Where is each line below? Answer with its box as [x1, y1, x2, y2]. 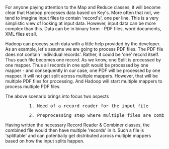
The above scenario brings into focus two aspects [5, 93, 109, 99]
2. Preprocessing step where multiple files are [29, 113, 151, 118]
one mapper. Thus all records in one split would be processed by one [5, 62, 149, 68]
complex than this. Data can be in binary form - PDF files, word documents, [5, 26, 161, 32]
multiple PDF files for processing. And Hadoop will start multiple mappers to [5, 78, 162, 84]
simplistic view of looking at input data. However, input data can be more [5, 20, 156, 26]
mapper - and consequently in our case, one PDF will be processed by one [5, 67, 160, 73]
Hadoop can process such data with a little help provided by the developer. [5, 41, 161, 47]
